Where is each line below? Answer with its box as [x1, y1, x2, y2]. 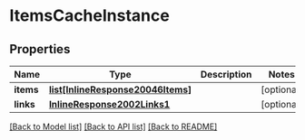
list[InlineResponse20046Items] [48, 83, 192, 96]
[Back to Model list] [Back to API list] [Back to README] [9, 121, 218, 132]
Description [200, 69, 252, 80]
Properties [9, 42, 71, 57]
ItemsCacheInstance [9, 5, 170, 26]
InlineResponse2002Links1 [48, 98, 171, 110]
